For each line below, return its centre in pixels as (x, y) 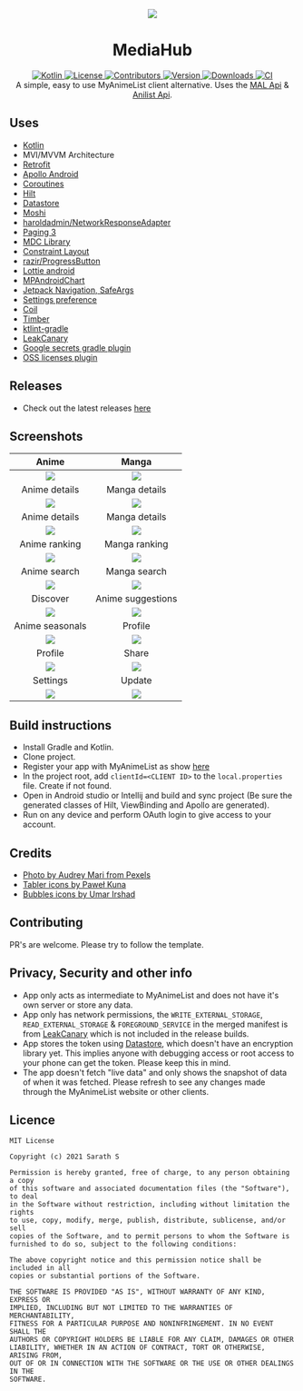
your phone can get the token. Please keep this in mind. (127, 1062)
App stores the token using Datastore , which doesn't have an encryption (158, 1043)
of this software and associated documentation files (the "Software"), (150, 1189)
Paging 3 (39, 232)
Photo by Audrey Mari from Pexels (87, 875)
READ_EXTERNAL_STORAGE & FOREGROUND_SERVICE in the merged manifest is (155, 1024)
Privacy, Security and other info (101, 974)
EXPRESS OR (30, 1300)
